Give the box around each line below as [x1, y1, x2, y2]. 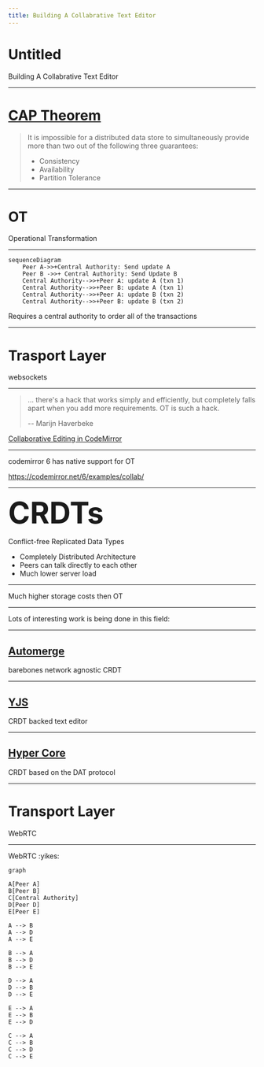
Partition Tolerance [38, 172, 101, 182]
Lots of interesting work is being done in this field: [8, 614, 170, 624]
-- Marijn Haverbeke [27, 419, 94, 428]
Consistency [38, 156, 80, 165]
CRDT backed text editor [8, 717, 88, 725]
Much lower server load [19, 569, 97, 579]
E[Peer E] [8, 907, 41, 916]
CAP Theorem [8, 106, 101, 124]
